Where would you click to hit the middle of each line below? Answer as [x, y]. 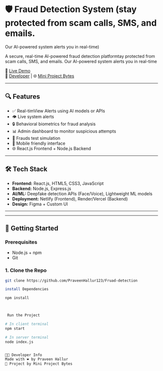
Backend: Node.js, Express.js [41, 188]
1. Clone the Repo [26, 270]
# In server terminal [27, 337]
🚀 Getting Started [32, 228]
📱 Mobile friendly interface [39, 143]
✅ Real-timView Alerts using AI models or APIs [58, 111]
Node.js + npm [27, 253]
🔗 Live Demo [18, 70]
